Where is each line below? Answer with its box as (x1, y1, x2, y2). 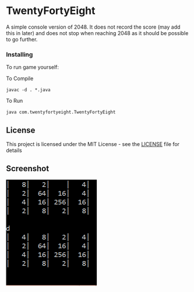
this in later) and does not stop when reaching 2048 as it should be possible (6, 29, 189, 36)
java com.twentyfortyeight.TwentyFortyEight (6, 109, 116, 115)
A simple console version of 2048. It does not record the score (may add (6, 23, 181, 30)
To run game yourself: (6, 64, 59, 71)
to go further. (6, 36, 38, 43)
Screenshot (6, 164, 50, 173)
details (6, 147, 22, 154)
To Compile (6, 75, 34, 82)
